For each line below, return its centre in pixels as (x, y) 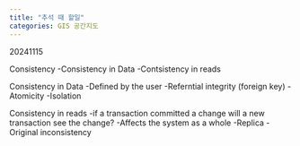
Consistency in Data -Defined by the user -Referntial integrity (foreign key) (147, 86)
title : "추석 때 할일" (47, 17)
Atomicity (27, 96)
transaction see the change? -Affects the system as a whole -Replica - (140, 123)
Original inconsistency (50, 132)
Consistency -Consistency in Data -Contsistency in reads (115, 69)
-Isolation (64, 96)
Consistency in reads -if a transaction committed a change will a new (137, 113)
